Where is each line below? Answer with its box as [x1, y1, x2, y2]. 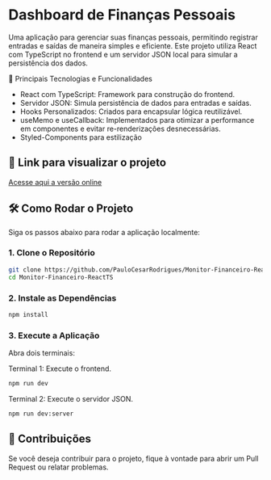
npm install [8, 310, 48, 318]
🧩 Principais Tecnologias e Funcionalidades [8, 74, 153, 83]
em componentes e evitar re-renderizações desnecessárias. [19, 124, 221, 133]
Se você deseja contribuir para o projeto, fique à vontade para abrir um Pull [8, 453, 259, 463]
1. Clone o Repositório [8, 247, 95, 259]
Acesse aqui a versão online [8, 177, 102, 187]
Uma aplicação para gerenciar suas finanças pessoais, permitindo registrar [8, 32, 258, 42]
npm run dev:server [8, 410, 74, 418]
